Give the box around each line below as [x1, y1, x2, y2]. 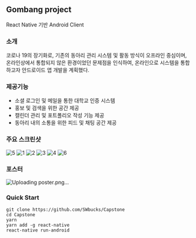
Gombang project [6, 5, 72, 15]
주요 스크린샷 [6, 135, 41, 144]
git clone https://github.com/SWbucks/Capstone [6, 207, 125, 213]
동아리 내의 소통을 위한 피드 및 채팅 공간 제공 [14, 119, 117, 126]
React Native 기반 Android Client [6, 21, 84, 28]
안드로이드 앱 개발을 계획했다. [21, 67, 89, 74]
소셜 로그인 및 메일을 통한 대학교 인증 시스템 [14, 97, 116, 104]
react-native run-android [6, 227, 69, 233]
